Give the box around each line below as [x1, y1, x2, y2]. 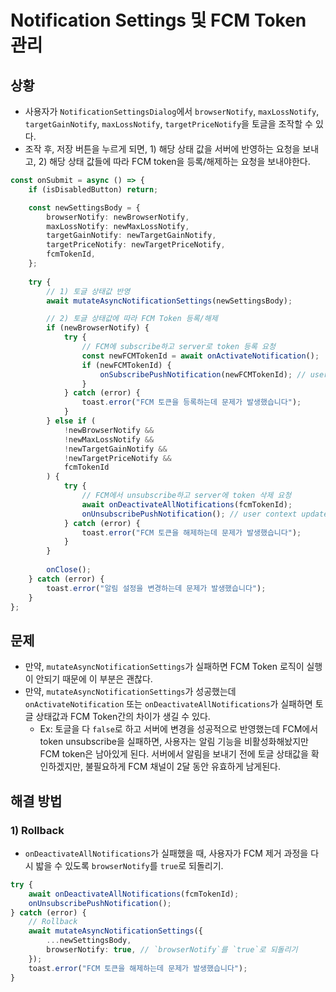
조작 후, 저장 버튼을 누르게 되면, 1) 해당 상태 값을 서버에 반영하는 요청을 [24, 143, 301, 155]
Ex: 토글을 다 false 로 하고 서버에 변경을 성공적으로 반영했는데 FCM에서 [39, 723, 319, 735]
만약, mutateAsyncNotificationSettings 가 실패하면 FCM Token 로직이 [24, 661, 305, 673]
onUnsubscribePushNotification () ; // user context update [81, 509, 329, 519]
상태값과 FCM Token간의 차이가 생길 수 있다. [35, 711, 211, 723]
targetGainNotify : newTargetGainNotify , [46, 231, 217, 241]
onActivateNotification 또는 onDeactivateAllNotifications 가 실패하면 [24, 698, 313, 710]
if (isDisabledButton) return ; [28, 184, 159, 195]
